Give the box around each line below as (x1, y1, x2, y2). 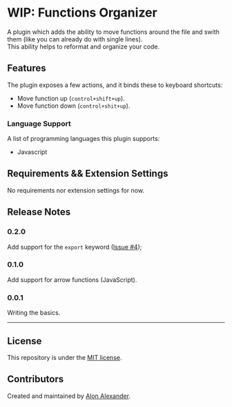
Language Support (7, 119, 71, 129)
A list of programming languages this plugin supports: (7, 135, 160, 143)
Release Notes (7, 206, 71, 218)
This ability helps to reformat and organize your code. (7, 42, 160, 50)
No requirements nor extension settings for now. (7, 186, 145, 194)
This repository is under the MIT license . (7, 353, 122, 361)
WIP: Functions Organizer (7, 5, 157, 21)
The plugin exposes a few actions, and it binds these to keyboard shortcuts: (7, 81, 223, 89)
